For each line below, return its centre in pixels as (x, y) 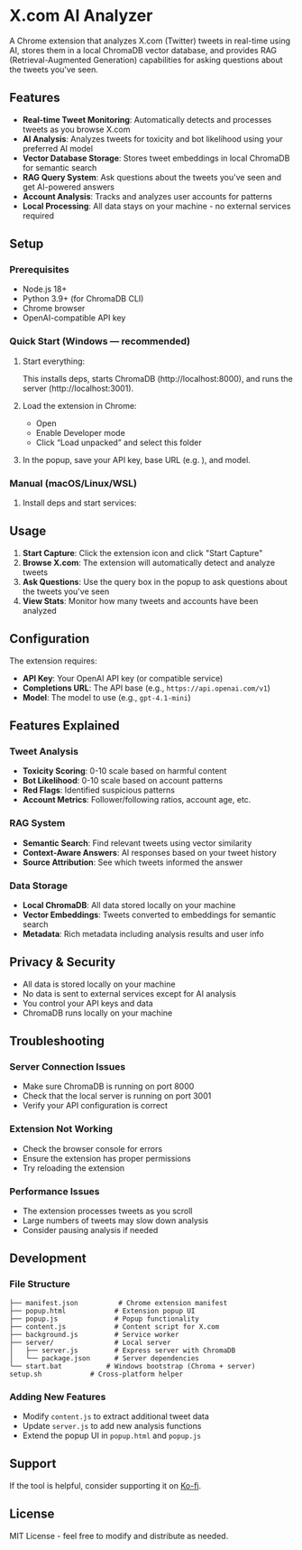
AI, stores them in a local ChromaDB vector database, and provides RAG (143, 50)
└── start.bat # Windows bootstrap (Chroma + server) (133, 1366)
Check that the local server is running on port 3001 (117, 1096)
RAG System (37, 823)
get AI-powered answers (69, 187)
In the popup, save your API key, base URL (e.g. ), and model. (136, 459)
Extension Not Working (61, 1129)
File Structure (40, 1285)
